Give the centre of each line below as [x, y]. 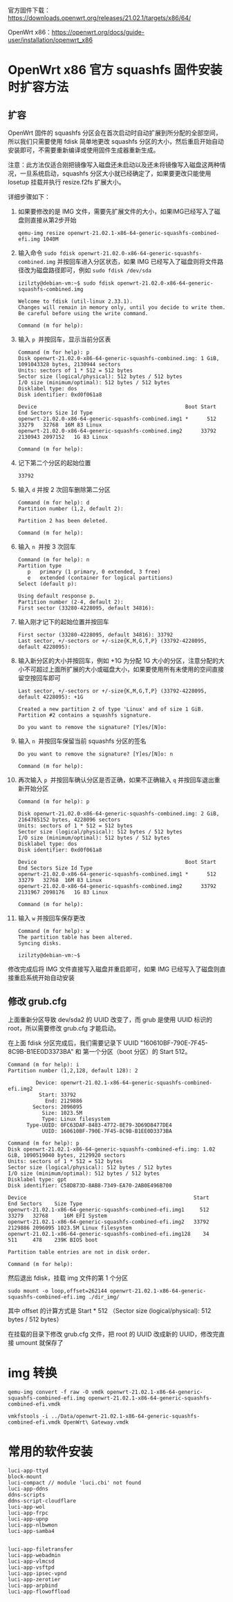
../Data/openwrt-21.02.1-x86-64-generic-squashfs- [125, 1416]
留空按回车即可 [39, 678]
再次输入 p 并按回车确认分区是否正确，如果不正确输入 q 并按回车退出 [116, 780]
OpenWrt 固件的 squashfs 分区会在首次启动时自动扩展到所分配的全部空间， [115, 133]
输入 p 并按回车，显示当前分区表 [64, 339]
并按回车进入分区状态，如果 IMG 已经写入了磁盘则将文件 [137, 262]
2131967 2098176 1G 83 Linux [63, 892]
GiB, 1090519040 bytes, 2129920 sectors [67, 1155]
